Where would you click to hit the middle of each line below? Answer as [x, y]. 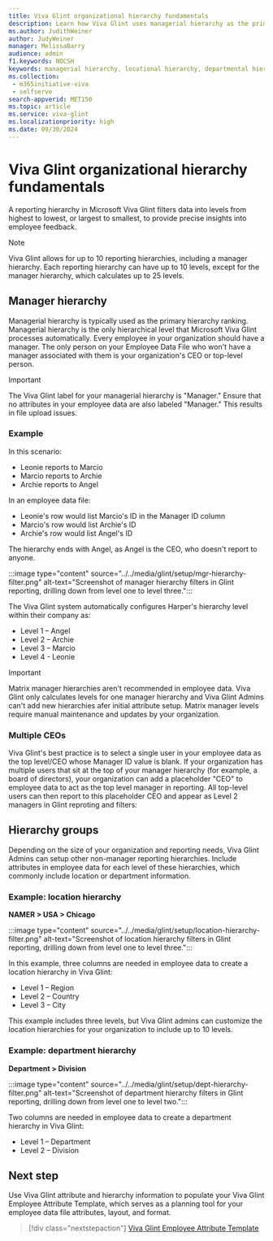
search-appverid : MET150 [50, 99]
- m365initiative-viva [50, 84]
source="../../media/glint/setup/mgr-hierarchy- [168, 573]
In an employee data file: [50, 500]
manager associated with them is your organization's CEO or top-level [126, 355]
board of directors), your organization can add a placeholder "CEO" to [126, 779]
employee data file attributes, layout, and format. [90, 1213]
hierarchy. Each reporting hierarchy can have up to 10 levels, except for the [134, 267]
